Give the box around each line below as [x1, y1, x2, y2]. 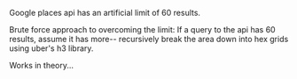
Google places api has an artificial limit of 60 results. [9, 8, 201, 18]
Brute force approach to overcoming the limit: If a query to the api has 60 [9, 25, 277, 34]
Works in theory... [9, 61, 74, 70]
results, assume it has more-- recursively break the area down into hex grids [9, 34, 289, 44]
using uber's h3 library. [9, 43, 94, 54]
